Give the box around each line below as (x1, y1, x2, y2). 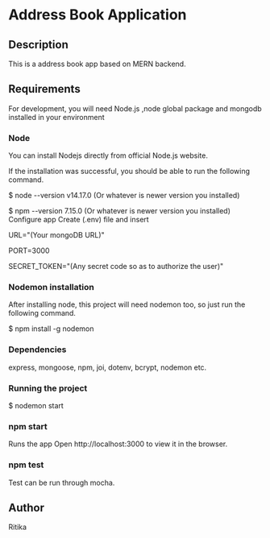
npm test (8, 459, 44, 470)
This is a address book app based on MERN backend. (8, 59, 187, 68)
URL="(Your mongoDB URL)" (8, 230, 105, 240)
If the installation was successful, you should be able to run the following (8, 167, 251, 176)
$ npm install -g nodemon (8, 324, 94, 333)
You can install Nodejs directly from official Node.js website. (8, 151, 208, 160)
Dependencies (8, 344, 67, 355)
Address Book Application (8, 6, 187, 24)
